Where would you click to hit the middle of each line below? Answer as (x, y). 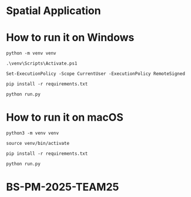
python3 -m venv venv (33, 133)
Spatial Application (53, 11)
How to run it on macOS (65, 118)
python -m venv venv (31, 53)
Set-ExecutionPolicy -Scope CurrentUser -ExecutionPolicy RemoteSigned (95, 74)
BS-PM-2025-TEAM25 (63, 187)
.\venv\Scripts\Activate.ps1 (42, 64)
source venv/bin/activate (38, 144)
